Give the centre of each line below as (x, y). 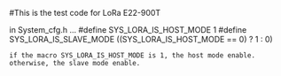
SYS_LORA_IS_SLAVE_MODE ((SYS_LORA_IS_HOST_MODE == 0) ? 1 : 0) (141, 39)
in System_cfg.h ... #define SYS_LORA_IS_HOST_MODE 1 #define (128, 30)
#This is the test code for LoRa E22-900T (85, 13)
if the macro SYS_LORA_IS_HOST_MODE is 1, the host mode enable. (132, 56)
